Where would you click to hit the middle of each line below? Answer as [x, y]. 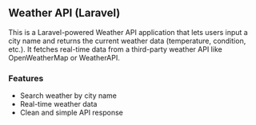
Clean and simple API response [72, 113]
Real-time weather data [58, 104]
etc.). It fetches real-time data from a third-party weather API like [115, 49]
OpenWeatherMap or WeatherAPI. [64, 57]
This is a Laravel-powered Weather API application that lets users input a [128, 32]
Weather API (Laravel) [64, 13]
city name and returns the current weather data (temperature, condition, [127, 41]
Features [26, 78]
